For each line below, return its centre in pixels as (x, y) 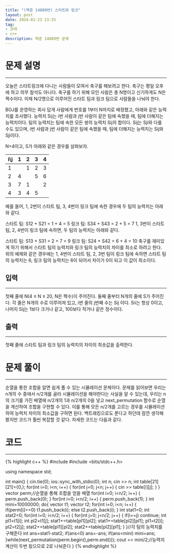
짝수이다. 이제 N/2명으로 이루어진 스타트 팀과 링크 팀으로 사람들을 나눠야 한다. (83, 99)
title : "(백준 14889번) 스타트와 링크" (43, 10)
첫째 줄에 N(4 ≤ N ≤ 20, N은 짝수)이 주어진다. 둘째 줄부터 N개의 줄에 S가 (78, 296)
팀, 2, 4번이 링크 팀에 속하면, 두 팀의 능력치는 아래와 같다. (62, 230)
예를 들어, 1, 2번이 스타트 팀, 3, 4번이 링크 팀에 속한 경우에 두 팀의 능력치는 (80, 206)
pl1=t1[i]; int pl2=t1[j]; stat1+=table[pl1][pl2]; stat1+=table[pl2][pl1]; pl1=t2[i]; (85, 521)
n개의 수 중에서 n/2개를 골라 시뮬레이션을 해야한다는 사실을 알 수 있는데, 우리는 (84, 394)
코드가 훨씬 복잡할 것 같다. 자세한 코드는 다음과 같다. (71, 420)
